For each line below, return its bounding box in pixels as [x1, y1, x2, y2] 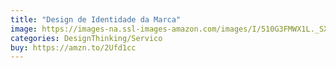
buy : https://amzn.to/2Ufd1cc [10, 42, 137, 53]
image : [10, 24, 38, 34]
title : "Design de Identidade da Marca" [10, 14, 182, 25]
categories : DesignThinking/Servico [10, 33, 163, 43]
